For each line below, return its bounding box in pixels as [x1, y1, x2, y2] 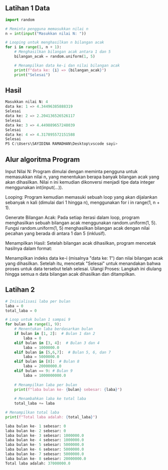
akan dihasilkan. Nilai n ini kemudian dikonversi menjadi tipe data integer [5, 179, 155, 185]
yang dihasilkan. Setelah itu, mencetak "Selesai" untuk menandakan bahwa [5, 260, 161, 266]
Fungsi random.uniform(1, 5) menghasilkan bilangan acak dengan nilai [5, 225, 150, 231]
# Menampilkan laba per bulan [14, 382, 78, 387]
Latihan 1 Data [5, 4, 50, 13]
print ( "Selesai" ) [14, 72, 51, 77]
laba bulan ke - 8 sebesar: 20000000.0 [5, 456, 86, 461]
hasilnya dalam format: [5, 245, 53, 251]
